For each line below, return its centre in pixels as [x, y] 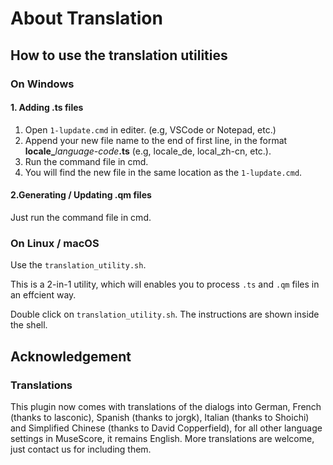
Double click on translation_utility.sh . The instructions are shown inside [165, 314]
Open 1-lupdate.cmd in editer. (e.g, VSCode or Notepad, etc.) [150, 129]
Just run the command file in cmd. [81, 217]
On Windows [42, 84]
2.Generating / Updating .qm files [81, 195]
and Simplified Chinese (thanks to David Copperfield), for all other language [166, 428]
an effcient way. [43, 295]
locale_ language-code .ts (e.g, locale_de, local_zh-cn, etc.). [148, 151]
